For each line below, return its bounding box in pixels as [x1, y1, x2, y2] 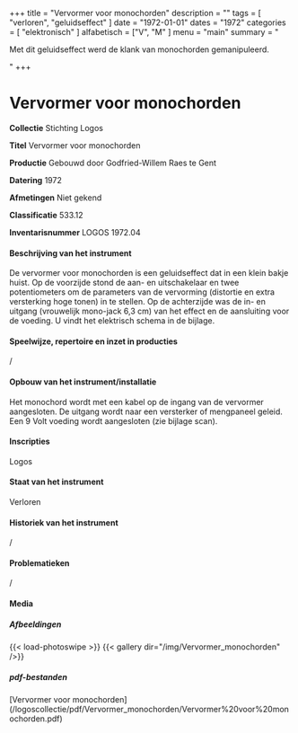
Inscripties [9, 436, 51, 447]
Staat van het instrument [9, 476, 104, 488]
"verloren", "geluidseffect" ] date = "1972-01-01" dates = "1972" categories [9, 17, 286, 28]
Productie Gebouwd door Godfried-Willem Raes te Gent [9, 157, 217, 168]
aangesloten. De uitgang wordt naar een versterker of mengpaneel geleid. [9, 406, 283, 417]
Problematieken [9, 557, 70, 569]
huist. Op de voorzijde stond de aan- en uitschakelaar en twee [9, 278, 240, 288]
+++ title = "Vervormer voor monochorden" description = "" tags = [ [9, 8, 262, 18]
